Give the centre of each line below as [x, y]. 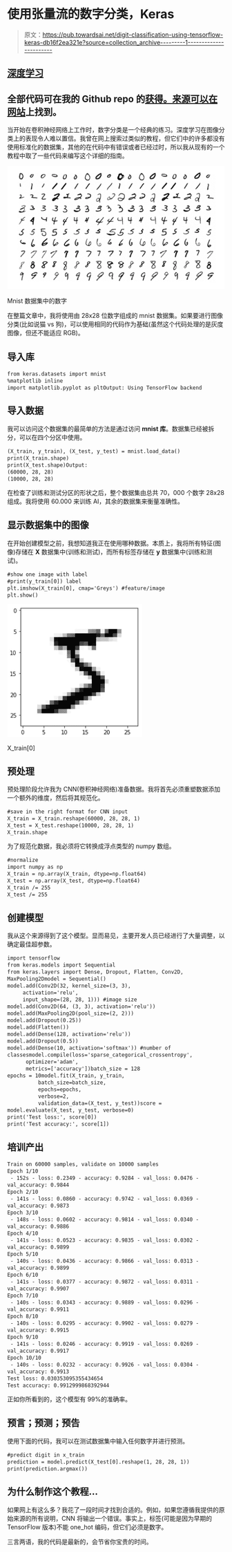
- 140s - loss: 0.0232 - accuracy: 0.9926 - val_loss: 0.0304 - [104, 1365]
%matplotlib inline [35, 381]
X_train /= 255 [29, 888]
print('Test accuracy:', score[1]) [58, 1124]
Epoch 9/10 [23, 1337]
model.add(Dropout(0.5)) [43, 1041]
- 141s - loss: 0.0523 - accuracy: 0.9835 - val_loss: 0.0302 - [104, 1240]
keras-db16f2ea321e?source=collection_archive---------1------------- [124, 42]
